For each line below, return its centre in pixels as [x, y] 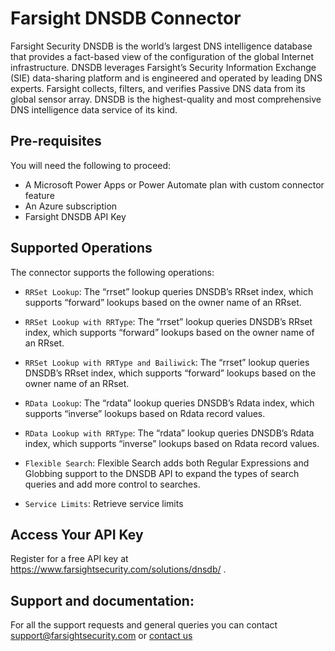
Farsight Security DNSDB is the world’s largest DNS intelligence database [161, 46]
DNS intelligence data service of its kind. [94, 109]
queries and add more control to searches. [112, 484]
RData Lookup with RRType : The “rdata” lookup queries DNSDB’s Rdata [169, 433]
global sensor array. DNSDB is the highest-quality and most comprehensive [166, 99]
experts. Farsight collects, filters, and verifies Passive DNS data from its [158, 88]
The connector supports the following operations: [112, 272]
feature [39, 195]
